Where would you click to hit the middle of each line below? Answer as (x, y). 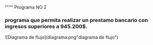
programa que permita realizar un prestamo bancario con (76, 20)
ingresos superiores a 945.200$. (46, 26)
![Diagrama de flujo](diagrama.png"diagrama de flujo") (62, 37)
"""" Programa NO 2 (25, 7)
